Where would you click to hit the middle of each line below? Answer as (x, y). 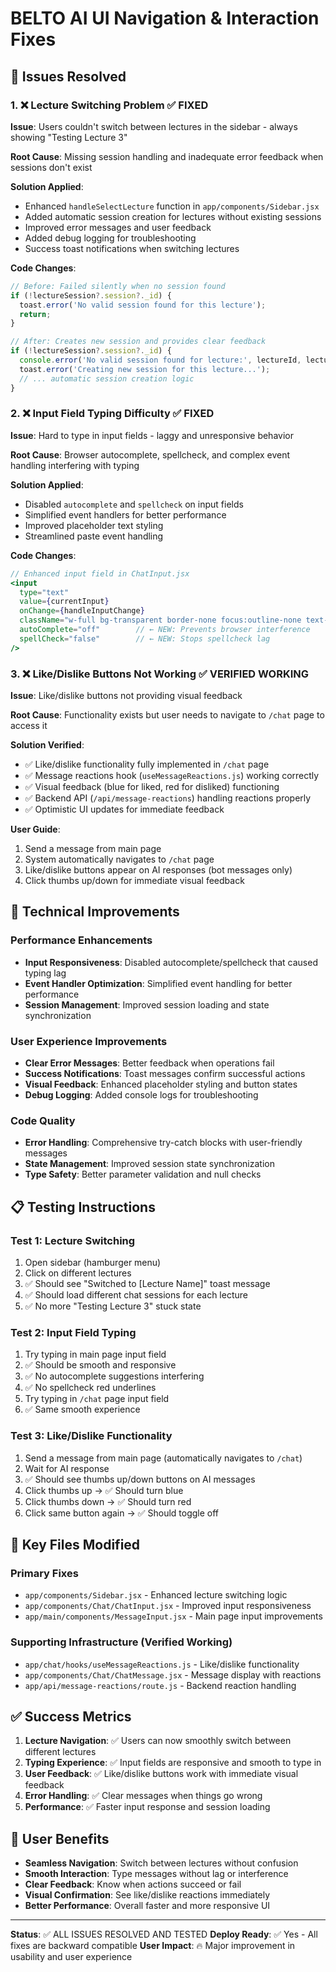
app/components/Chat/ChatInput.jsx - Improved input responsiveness (168, 1606)
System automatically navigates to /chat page (119, 859)
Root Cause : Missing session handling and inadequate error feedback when (167, 156)
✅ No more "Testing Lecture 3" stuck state (113, 1306)
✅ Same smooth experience (82, 1409)
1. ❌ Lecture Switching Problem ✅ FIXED (109, 105)
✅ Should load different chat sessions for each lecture (136, 1294)
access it (29, 725)
